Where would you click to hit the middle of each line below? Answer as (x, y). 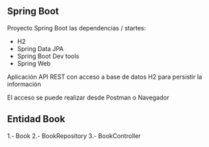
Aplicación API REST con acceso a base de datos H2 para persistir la (105, 77)
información (24, 84)
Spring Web (34, 63)
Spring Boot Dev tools (48, 56)
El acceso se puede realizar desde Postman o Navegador (88, 97)
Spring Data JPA (40, 48)
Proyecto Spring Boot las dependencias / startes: (77, 28)
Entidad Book (36, 119)
